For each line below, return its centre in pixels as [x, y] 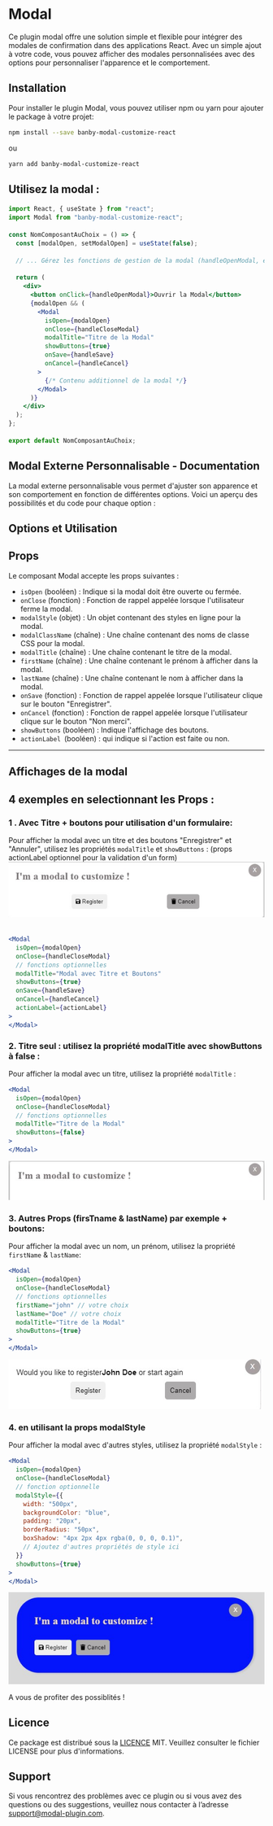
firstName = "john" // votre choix [72, 1305]
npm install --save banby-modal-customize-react [92, 132]
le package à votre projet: [51, 116]
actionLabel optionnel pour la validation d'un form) [93, 857]
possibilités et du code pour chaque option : [82, 503]
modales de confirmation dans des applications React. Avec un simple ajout [135, 45]
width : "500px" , [51, 1504]
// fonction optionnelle [58, 1487]
